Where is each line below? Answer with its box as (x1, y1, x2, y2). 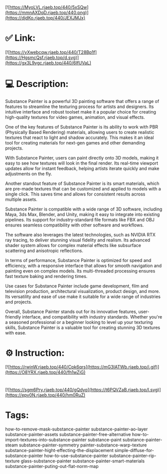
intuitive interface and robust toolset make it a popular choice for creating (5, 108, 156, 114)
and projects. (5, 298, 32, 304)
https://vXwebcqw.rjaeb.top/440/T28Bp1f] (9, 49, 97, 55)
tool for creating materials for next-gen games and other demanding (5, 139, 146, 145)
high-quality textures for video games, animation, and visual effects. (5, 114, 146, 120)
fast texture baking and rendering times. (5, 273, 88, 279)
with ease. (5, 329, 26, 335)
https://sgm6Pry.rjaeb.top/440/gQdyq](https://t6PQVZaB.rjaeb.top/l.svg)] (9, 387, 161, 392)
